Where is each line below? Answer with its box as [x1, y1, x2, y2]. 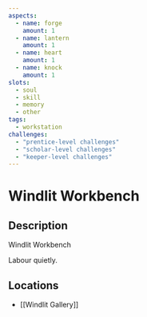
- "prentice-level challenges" [15, 137, 120, 146]
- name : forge [15, 19, 62, 27]
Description [8, 219, 68, 232]
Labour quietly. [8, 256, 58, 265]
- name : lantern [15, 34, 70, 42]
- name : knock [15, 64, 62, 72]
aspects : [8, 11, 38, 20]
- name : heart [15, 49, 62, 57]
